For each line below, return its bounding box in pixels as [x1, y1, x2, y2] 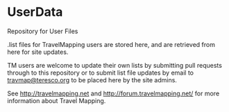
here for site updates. [7, 48, 69, 56]
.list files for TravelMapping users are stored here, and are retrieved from [7, 40, 215, 48]
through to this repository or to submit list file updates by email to [7, 68, 194, 77]
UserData [7, 4, 63, 20]
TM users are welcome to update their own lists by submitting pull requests [7, 61, 222, 69]
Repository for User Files [7, 27, 78, 35]
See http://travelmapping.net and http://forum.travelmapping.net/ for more [7, 89, 220, 97]
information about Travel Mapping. [7, 96, 106, 104]
